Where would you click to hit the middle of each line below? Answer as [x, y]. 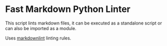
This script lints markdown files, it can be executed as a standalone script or [84, 23]
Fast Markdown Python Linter [68, 9]
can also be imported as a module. [41, 28]
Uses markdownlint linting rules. [38, 38]
